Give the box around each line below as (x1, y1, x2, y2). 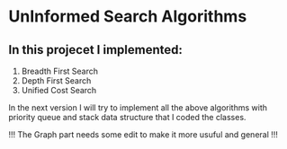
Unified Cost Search (21, 85, 97, 95)
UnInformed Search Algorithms (8, 6, 247, 27)
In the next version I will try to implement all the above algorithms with (8, 102, 267, 113)
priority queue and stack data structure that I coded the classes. (8, 112, 247, 122)
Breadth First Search (21, 66, 99, 76)
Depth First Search (21, 75, 92, 86)
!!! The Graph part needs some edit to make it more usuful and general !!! (8, 129, 278, 140)
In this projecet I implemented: (8, 42, 184, 57)
